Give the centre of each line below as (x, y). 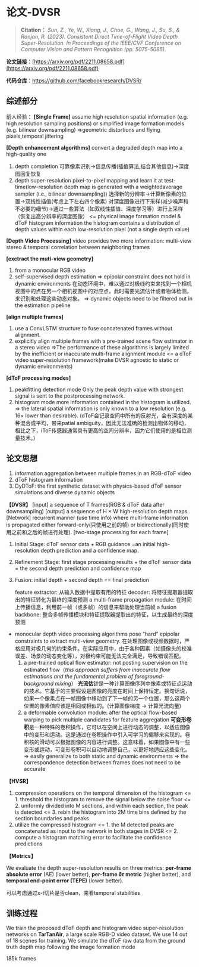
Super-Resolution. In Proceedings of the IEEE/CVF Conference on (101, 43)
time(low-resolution (39, 187)
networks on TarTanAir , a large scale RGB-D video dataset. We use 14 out (97, 934)
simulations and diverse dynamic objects (65, 492)
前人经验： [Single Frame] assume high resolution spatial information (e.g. (97, 116)
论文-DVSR (33, 12)
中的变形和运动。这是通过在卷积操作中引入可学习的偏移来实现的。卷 (107, 734)
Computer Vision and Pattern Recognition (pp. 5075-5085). (93, 49)
